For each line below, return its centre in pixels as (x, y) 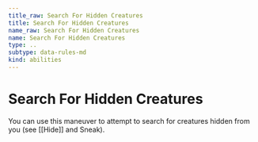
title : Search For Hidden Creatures (68, 23)
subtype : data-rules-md (47, 52)
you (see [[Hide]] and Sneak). (57, 129)
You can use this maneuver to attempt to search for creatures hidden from (129, 121)
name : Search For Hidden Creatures (67, 38)
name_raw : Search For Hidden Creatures (74, 30)
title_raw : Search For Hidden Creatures (76, 15)
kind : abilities (35, 60)
